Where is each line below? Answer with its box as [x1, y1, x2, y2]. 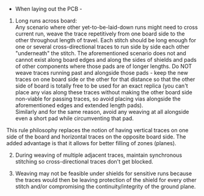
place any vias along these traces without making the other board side [15, 89, 192, 96]
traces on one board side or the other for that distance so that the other [15, 76, 195, 83]
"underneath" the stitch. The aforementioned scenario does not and [15, 50, 186, 57]
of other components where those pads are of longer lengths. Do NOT [15, 62, 192, 70]
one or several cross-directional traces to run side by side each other [15, 43, 190, 50]
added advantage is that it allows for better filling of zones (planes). [6, 140, 177, 146]
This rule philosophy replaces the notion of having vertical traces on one [6, 127, 189, 134]
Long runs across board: [15, 17, 78, 24]
